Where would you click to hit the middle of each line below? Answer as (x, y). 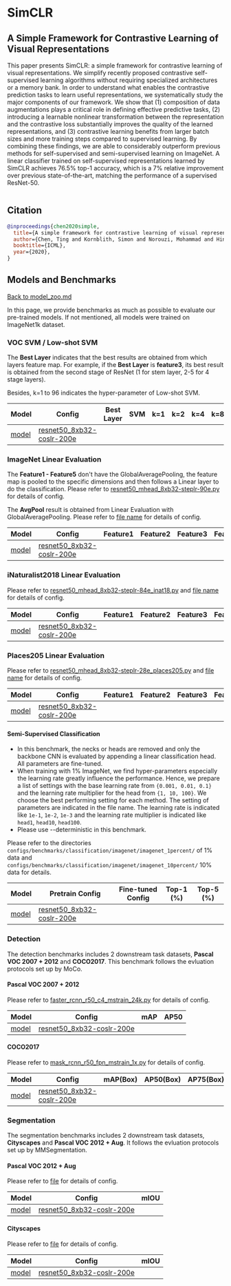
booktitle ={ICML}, (40, 246)
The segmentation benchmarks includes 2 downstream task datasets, (106, 1136)
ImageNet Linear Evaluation (54, 459)
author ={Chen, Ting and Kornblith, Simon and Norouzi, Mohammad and (113, 239)
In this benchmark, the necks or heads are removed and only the (109, 749)
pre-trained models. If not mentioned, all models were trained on (99, 317)
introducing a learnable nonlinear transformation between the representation (115, 117)
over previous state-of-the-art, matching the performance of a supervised (112, 175)
